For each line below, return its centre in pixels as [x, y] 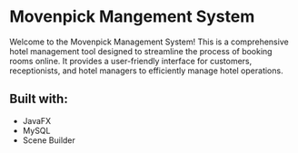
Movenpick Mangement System [132, 17]
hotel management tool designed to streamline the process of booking [141, 51]
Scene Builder [49, 140]
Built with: [39, 99]
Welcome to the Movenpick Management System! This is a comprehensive [149, 42]
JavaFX [37, 120]
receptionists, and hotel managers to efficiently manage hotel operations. [146, 71]
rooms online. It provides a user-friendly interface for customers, [131, 61]
